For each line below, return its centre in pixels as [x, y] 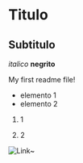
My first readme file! [42, 79]
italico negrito [32, 64]
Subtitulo [32, 45]
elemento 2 [39, 104]
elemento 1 [38, 95]
